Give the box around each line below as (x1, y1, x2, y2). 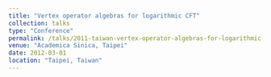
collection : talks (8, 19, 70, 27)
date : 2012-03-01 (8, 49, 67, 57)
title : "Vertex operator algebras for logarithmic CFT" (8, 11, 200, 20)
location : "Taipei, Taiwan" (8, 57, 103, 65)
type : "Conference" (8, 26, 74, 34)
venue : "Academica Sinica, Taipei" (8, 42, 128, 50)
